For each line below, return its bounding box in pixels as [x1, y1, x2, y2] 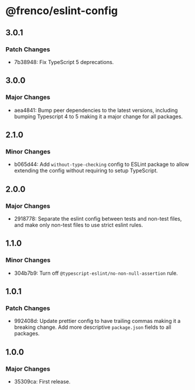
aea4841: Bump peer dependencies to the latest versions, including [14, 106, 178, 114]
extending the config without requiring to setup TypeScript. [14, 167, 158, 174]
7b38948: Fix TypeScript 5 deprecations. [14, 58, 114, 65]
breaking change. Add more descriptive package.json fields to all [14, 324, 171, 331]
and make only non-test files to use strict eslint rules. [14, 221, 143, 228]
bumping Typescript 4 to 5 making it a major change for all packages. [14, 113, 183, 120]
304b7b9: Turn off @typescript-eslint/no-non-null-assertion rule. [14, 269, 178, 276]
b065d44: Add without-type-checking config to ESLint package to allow [14, 161, 189, 168]
